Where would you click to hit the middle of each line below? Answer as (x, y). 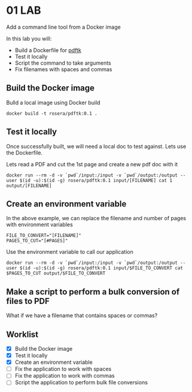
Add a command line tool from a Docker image (63, 27)
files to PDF (28, 301)
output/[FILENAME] (29, 186)
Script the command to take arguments (63, 63)
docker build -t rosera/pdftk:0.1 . (52, 113)
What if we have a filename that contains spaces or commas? (82, 315)
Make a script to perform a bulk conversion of (93, 292)
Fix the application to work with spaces (63, 369)
